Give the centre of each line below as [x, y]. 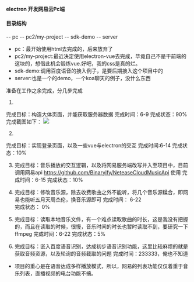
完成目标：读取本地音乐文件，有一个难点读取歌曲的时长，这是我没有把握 [101, 219]
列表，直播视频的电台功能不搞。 [58, 273]
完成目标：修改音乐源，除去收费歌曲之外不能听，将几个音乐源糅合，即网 [101, 192]
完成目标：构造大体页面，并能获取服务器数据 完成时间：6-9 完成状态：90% [97, 114]
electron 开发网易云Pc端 [36, 9]
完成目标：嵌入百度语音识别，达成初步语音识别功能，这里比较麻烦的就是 [101, 246]
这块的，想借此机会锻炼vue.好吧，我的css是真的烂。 [77, 63]
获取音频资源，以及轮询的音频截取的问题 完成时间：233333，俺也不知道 [101, 253]
